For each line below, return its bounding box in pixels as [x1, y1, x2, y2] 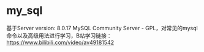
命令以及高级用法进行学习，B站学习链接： [6, 31, 112, 39]
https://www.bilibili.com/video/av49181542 [6, 39, 115, 46]
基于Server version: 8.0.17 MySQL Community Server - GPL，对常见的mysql [6, 24, 198, 31]
